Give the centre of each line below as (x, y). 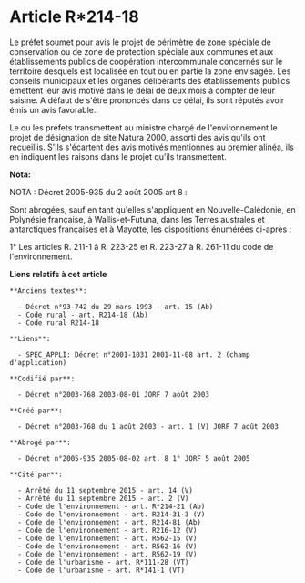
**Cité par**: (36, 474)
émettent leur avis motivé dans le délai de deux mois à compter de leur (142, 90)
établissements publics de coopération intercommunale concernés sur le (146, 61)
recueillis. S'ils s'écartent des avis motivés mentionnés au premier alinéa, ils (152, 147)
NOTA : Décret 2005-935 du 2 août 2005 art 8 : (99, 192)
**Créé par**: (36, 411)
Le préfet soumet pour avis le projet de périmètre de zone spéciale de (140, 42)
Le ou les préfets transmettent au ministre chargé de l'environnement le (143, 127)
